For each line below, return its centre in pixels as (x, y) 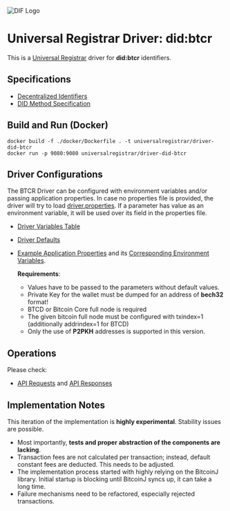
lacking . (29, 450)
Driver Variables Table (49, 226)
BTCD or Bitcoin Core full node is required (87, 309)
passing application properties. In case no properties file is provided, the (111, 198)
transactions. (36, 501)
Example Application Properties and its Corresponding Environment (113, 253)
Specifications (39, 80)
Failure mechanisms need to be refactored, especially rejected (106, 494)
